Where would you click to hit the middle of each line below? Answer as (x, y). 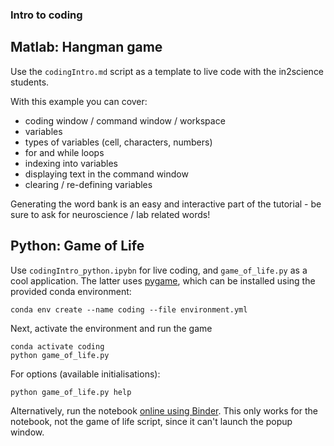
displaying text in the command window (106, 174)
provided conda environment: (71, 291)
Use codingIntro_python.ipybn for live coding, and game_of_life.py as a (159, 270)
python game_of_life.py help (71, 392)
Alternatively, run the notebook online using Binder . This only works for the (164, 410)
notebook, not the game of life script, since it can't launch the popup (151, 421)
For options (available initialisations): (85, 374)
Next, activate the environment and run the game (111, 328)
